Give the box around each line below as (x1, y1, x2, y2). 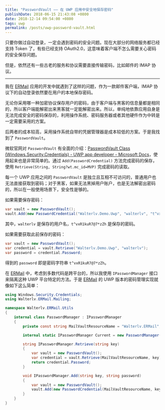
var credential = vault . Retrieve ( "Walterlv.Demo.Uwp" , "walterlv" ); (5, 246, 148, 250)
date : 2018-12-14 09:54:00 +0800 (5, 16, 74, 21)
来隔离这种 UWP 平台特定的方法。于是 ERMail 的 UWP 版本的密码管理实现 (5, 276, 154, 282)
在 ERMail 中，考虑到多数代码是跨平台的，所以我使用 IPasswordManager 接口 (5, 270, 158, 276)
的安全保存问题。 (5, 52, 40, 58)
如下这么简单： (9, 282, 40, 288)
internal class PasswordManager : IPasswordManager (14, 315, 122, 320)
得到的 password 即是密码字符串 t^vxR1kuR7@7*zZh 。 (5, 260, 109, 266)
